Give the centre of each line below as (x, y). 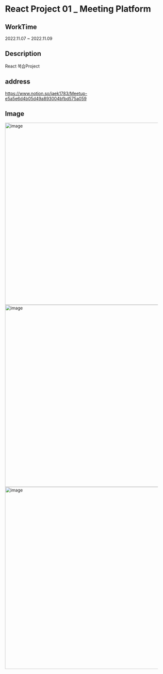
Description (23, 54)
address (18, 82)
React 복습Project (22, 66)
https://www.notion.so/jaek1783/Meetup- (46, 93)
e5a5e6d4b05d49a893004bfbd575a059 (46, 99)
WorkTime (21, 27)
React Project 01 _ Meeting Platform (78, 9)
